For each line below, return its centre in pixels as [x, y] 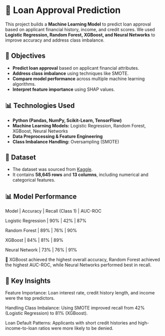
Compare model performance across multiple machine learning [78, 78]
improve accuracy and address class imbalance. [55, 40]
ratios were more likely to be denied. [76, 328]
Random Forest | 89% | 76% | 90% [41, 231]
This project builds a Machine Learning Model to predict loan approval [78, 24]
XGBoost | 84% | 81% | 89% [34, 240]
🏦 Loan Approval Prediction [63, 10]
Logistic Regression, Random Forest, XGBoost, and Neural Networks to [80, 35]
